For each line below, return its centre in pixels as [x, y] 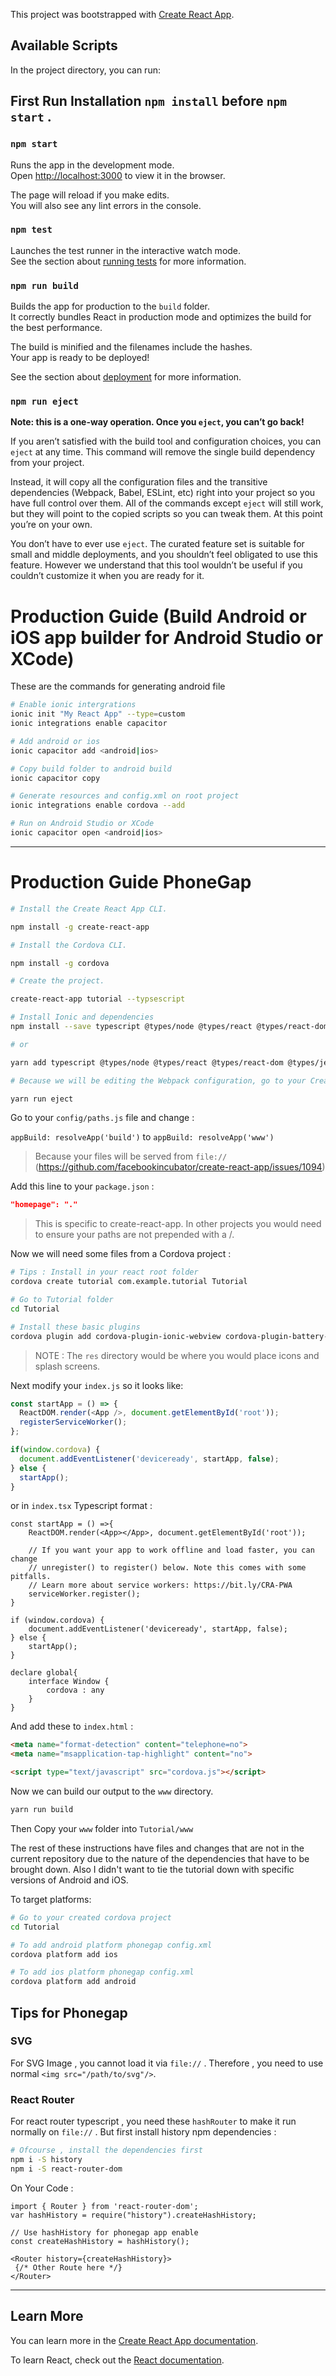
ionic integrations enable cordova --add [98, 805]
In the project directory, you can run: [85, 70]
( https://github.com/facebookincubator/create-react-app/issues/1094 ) [180, 1167]
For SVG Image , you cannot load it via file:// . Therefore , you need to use [167, 2063]
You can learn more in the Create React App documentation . [134, 2340]
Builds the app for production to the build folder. [110, 306]
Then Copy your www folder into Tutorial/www [102, 1828]
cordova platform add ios [64, 1954]
